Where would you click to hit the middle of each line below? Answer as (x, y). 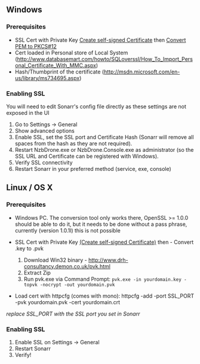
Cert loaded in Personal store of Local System (71, 53)
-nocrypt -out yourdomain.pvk (77, 285)
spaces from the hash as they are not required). (73, 143)
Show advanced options (44, 130)
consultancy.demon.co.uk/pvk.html (67, 266)
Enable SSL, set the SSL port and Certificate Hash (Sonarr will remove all (104, 137)
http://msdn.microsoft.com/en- (142, 72)
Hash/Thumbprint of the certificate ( (59, 72)
